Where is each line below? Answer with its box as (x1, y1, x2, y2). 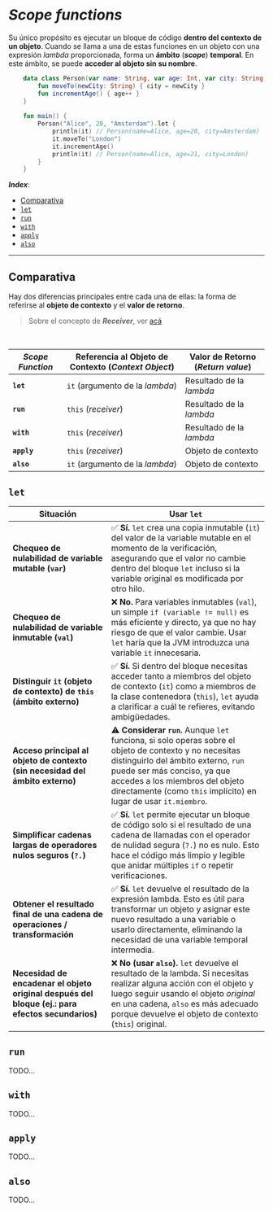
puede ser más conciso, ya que (110, 765, 231, 776)
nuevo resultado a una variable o (110, 913, 236, 925)
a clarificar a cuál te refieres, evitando (110, 701, 255, 712)
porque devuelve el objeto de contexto (110, 1008, 258, 1019)
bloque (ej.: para (12, 998, 77, 1009)
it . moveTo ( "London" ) (51, 134, 122, 143)
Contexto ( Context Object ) (69, 361, 175, 373)
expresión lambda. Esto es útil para (110, 893, 245, 904)
